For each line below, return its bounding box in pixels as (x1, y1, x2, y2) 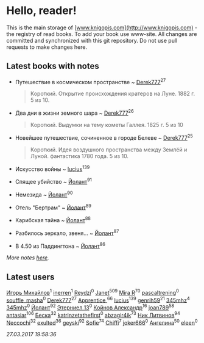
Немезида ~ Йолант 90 (15, 190, 73, 198)
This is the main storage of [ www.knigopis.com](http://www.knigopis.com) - (6, 24, 198, 31)
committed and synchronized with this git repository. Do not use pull (6, 37, 178, 44)
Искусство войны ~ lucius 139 (15, 164, 90, 173)
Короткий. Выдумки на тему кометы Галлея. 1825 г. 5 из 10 (30, 121, 184, 129)
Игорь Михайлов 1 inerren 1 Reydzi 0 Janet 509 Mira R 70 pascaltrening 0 (6, 288, 180, 296)
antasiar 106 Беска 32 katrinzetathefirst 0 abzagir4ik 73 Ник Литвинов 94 (6, 311, 181, 319)
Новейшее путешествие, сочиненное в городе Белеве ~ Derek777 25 (15, 133, 193, 141)
